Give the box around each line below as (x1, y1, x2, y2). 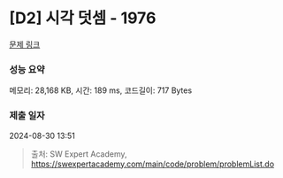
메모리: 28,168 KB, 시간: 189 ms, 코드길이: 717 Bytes (9, 85, 193, 96)
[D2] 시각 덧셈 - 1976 (9, 8, 157, 28)
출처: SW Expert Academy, (30, 148, 127, 159)
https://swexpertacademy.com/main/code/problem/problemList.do (30, 159, 275, 169)
